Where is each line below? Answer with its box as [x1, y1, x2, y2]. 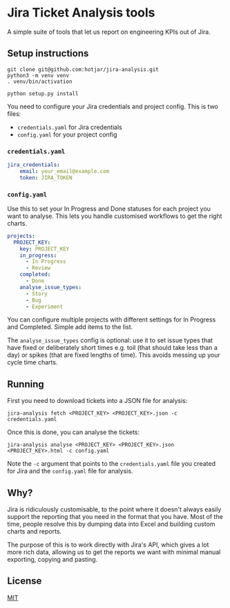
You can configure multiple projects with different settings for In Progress [7, 315, 216, 324]
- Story [25, 290, 48, 297]
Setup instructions [7, 48, 89, 59]
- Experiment [25, 303, 64, 310]
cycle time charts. [7, 358, 58, 366]
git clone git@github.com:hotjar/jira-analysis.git [7, 66, 159, 73]
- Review [25, 264, 51, 272]
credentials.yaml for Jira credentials [17, 123, 122, 131]
